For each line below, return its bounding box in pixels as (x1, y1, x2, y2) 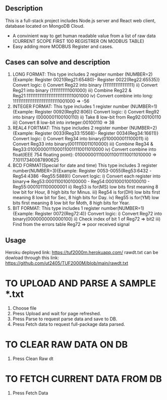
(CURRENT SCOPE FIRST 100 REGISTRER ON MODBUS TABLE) (12, 38, 145, 44)
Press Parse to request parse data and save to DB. (12, 316, 118, 322)
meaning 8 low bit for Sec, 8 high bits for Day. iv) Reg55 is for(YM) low (12, 195, 159, 201)
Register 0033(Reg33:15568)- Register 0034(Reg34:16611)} (35, 130, 159, 136)
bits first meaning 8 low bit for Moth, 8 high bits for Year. (12, 200, 130, 206)
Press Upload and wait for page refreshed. (12, 311, 101, 317)
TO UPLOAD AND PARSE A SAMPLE (5, 278, 156, 289)
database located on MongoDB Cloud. (5, 23, 85, 29)
